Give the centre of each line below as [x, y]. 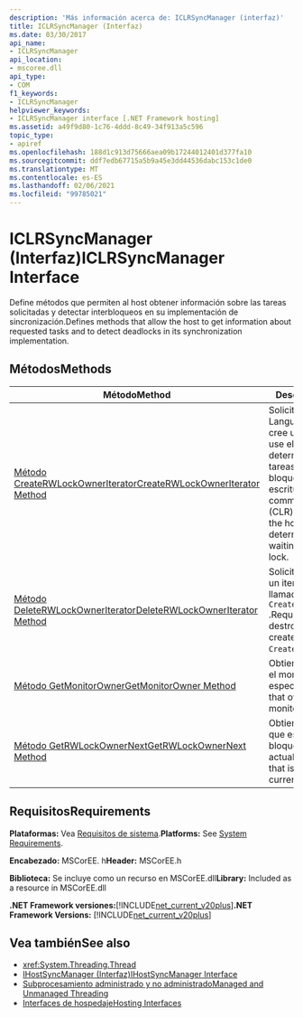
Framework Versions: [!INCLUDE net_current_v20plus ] [110, 915]
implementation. [39, 341]
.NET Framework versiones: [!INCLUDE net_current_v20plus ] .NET [131, 905]
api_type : [28, 77]
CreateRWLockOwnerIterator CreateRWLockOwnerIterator [137, 483]
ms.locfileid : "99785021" [58, 194]
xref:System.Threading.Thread [79, 965]
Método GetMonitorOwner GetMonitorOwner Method [125, 685]
